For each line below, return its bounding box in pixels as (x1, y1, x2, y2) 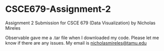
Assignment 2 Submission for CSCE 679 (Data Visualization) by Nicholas (5, 20, 156, 26)
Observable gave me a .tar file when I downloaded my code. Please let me (5, 35, 159, 41)
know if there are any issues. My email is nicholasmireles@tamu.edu (5, 40, 147, 46)
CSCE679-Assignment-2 (5, 3, 111, 15)
